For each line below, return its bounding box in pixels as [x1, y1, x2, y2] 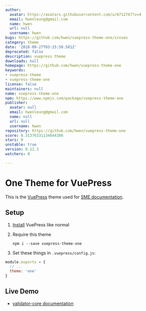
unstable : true [5, 142, 37, 147]
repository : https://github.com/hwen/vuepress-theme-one [5, 128, 126, 133]
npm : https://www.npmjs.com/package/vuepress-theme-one [5, 95, 124, 100]
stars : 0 [5, 137, 23, 142]
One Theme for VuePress [5, 177, 112, 188]
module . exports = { [5, 259, 46, 264]
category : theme [5, 40, 39, 45]
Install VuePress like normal [12, 221, 70, 227]
